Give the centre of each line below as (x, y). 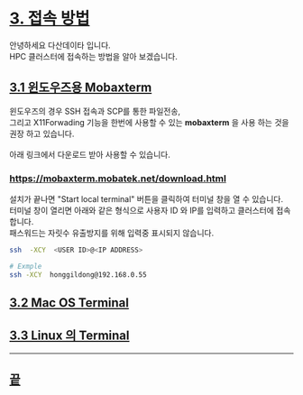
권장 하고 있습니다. (42, 133)
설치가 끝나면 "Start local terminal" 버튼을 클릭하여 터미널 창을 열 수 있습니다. (147, 199)
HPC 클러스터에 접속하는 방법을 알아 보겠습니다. (94, 56)
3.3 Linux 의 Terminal (69, 336)
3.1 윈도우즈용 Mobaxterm (81, 88)
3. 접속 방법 (50, 18)
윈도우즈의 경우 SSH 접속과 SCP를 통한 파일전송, (95, 111)
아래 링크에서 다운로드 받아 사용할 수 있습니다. (90, 154)
